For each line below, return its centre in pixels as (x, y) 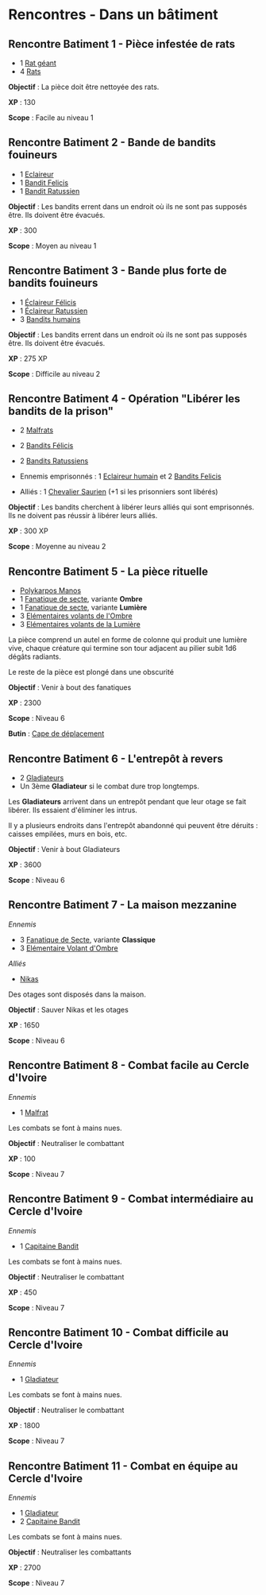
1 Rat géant (38, 63)
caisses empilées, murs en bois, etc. (67, 834)
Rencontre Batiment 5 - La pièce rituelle (108, 571)
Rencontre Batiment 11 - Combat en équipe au (123, 1466)
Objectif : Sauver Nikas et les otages (68, 1009)
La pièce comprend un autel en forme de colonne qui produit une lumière (128, 640)
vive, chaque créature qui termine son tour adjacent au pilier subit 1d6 (122, 648)
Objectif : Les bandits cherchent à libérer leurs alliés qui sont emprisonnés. (131, 507)
